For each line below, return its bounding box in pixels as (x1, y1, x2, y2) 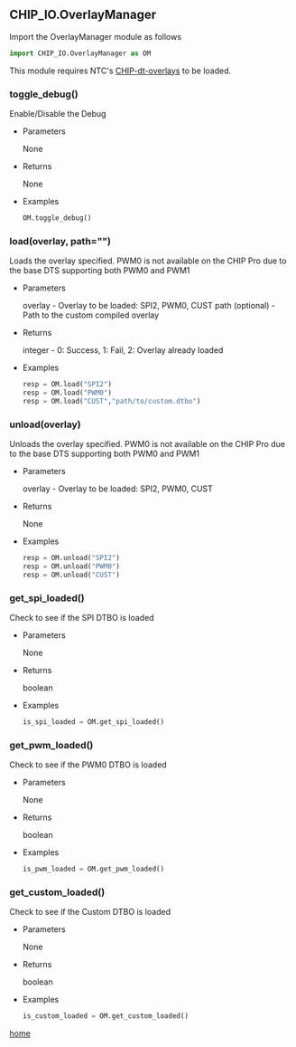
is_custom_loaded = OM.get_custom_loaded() (22, 1012, 190, 1021)
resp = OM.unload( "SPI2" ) (22, 554, 120, 563)
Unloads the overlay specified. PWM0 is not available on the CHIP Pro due (9, 439, 286, 450)
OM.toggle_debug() (22, 213, 92, 223)
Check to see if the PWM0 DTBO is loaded (9, 759, 167, 770)
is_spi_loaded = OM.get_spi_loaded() (22, 718, 165, 727)
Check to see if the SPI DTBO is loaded (9, 613, 155, 623)
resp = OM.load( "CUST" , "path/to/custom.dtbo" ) (22, 396, 201, 405)
